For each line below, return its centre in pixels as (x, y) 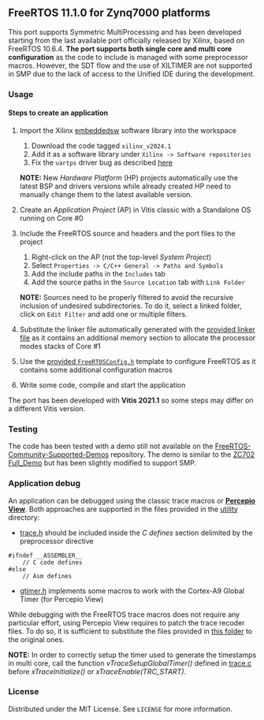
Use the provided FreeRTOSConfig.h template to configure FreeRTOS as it (138, 361)
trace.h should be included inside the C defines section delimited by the (136, 533)
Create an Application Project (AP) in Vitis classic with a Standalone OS (135, 210)
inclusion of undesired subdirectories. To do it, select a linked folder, (130, 306)
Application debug (45, 484)
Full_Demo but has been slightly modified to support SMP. (102, 463)
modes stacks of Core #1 (60, 346)
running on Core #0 (52, 218)
